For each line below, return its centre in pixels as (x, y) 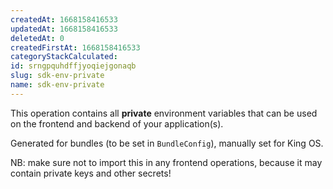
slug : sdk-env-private (57, 76)
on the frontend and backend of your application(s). (117, 123)
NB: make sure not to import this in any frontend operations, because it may (166, 162)
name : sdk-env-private (57, 85)
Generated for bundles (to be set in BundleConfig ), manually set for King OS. (167, 143)
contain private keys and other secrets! (91, 173)
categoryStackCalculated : (64, 57)
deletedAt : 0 (37, 38)
